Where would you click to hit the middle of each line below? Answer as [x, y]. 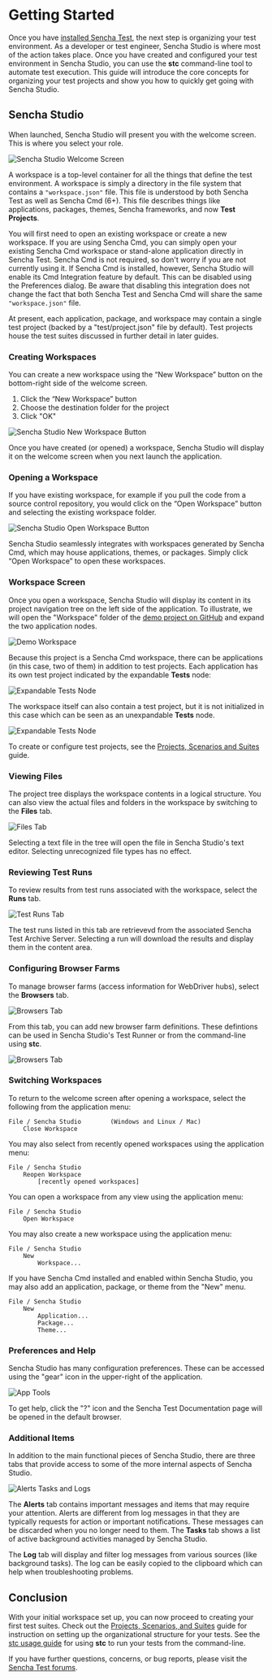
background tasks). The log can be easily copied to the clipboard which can [136, 1564]
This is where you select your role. [66, 143]
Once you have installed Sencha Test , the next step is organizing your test [132, 37]
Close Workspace [51, 1129]
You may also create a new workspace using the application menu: [120, 1234]
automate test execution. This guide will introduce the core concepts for [129, 72]
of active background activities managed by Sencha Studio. [108, 1539]
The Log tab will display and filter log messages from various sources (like [133, 1555]
